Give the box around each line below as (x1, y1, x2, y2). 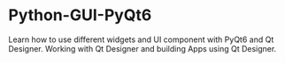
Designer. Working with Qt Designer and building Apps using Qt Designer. (8, 43, 277, 53)
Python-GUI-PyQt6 (8, 5, 152, 25)
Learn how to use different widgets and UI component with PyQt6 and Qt (8, 34, 274, 45)
